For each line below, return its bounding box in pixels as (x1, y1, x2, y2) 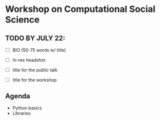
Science (5, 14, 40, 25)
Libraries (12, 111, 31, 117)
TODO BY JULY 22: (5, 34, 65, 42)
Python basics (12, 105, 42, 111)
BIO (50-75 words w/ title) (12, 47, 66, 53)
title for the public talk (12, 67, 57, 73)
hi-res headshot (12, 57, 46, 63)
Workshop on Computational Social (5, 3, 156, 15)
